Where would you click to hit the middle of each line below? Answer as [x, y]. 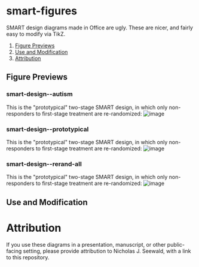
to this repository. [28, 257]
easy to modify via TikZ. [36, 34]
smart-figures [42, 11]
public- [176, 244]
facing [14, 251]
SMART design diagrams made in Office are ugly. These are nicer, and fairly [99, 28]
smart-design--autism [39, 94]
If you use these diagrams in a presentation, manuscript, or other [86, 244]
